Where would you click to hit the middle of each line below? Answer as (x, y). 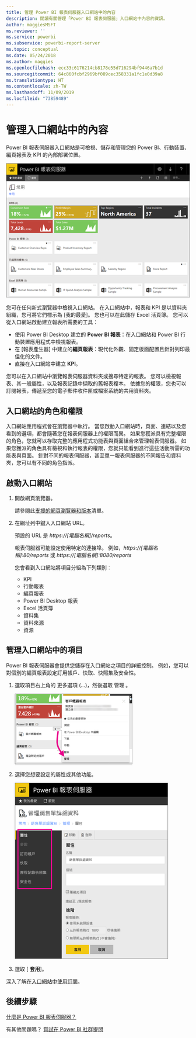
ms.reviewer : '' (26, 31)
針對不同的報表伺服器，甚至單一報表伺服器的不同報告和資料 (109, 455)
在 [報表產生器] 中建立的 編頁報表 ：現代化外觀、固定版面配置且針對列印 (99, 349)
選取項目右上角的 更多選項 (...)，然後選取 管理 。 (73, 685)
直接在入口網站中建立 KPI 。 (48, 364)
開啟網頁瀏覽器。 (35, 498)
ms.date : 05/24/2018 (31, 56)
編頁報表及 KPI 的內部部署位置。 (45, 154)
